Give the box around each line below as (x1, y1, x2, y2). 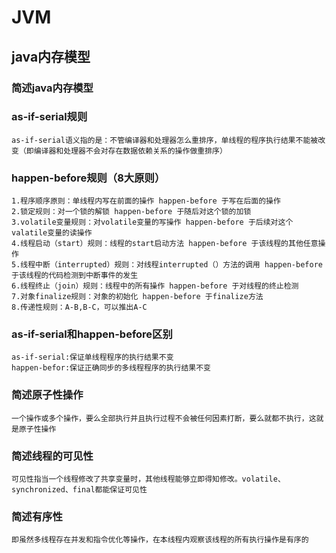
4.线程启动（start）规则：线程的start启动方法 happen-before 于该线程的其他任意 (11, 239, 319, 249)
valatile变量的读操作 (11, 228, 93, 238)
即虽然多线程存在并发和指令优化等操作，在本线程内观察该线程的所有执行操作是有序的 (11, 535, 309, 545)
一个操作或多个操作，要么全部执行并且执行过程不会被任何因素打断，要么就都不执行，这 (11, 413, 317, 423)
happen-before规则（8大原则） (11, 171, 166, 185)
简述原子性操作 (11, 388, 84, 402)
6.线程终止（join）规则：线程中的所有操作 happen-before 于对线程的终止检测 (11, 281, 299, 291)
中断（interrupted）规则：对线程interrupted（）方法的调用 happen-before (35, 260, 323, 270)
